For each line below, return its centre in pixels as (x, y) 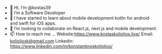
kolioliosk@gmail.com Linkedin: (42, 41)
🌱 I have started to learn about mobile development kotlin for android (80, 18)
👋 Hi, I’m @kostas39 (30, 8)
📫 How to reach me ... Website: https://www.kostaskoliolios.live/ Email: (81, 34)
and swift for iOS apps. (33, 23)
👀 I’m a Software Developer (37, 13)
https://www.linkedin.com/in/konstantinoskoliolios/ (61, 46)
